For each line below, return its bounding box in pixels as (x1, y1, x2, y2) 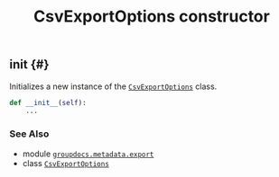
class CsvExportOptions (22, 157, 110, 168)
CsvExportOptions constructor (33, 6, 271, 27)
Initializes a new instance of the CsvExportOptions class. (9, 81, 218, 92)
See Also (9, 128, 50, 140)
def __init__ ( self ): (9, 98, 88, 107)
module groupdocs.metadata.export (22, 148, 154, 159)
